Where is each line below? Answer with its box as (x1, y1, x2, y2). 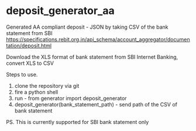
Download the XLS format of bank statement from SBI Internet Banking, (6, 53, 178, 60)
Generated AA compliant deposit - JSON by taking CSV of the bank (6, 23, 169, 30)
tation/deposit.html (6, 42, 51, 49)
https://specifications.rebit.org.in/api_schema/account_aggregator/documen (6, 36, 190, 43)
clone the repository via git (14, 82, 80, 89)
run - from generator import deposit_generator (14, 95, 127, 102)
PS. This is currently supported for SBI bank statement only (6, 118, 149, 125)
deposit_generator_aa (6, 4, 115, 18)
